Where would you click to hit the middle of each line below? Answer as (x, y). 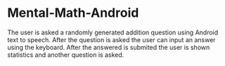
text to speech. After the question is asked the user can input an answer (111, 39)
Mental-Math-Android (73, 13)
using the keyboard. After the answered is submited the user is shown (109, 47)
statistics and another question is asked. (66, 55)
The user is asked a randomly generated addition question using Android (113, 32)
